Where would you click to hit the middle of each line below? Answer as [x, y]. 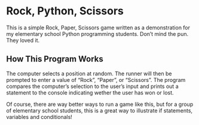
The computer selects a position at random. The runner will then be [89, 74]
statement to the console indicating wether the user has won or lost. [90, 92]
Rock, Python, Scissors [65, 11]
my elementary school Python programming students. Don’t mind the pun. [97, 33]
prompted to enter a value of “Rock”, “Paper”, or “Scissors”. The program [96, 80]
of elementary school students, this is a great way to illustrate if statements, [99, 110]
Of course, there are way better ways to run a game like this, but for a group [100, 104]
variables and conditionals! [39, 117]
